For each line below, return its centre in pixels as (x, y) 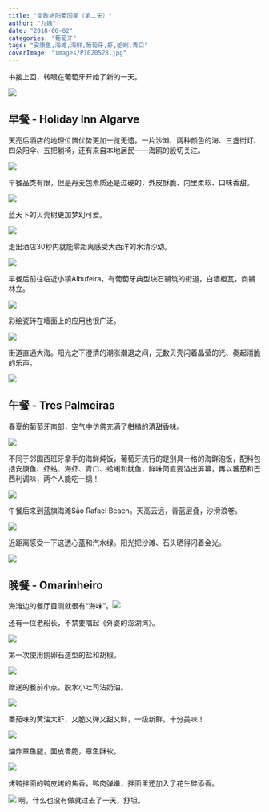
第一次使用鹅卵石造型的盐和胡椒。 (64, 655)
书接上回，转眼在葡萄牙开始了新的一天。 (75, 77)
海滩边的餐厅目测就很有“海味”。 (61, 606)
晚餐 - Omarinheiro (56, 586)
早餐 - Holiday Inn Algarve (74, 120)
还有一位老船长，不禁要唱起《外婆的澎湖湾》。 (84, 623)
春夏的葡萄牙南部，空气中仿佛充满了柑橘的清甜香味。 (96, 426)
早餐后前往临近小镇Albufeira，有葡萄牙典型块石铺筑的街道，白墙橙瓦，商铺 (132, 278)
